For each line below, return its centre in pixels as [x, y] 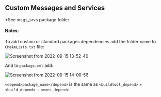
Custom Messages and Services [55, 8]
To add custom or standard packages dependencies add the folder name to [80, 42]
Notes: [12, 31]
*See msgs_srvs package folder [37, 19]
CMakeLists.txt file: [25, 47]
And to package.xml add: [29, 65]
